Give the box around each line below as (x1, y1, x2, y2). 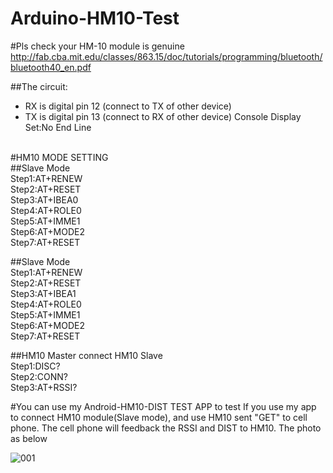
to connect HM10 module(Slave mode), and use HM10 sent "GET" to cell (10, 411, 308, 423)
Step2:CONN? (10, 370, 68, 382)
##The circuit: (10, 80, 68, 92)
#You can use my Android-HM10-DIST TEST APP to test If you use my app (10, 400, 317, 412)
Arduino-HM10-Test (10, 7, 180, 30)
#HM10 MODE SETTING (10, 151, 109, 163)
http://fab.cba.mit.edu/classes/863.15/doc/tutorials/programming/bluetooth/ (10, 50, 323, 62)
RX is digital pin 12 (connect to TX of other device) (24, 100, 232, 112)
